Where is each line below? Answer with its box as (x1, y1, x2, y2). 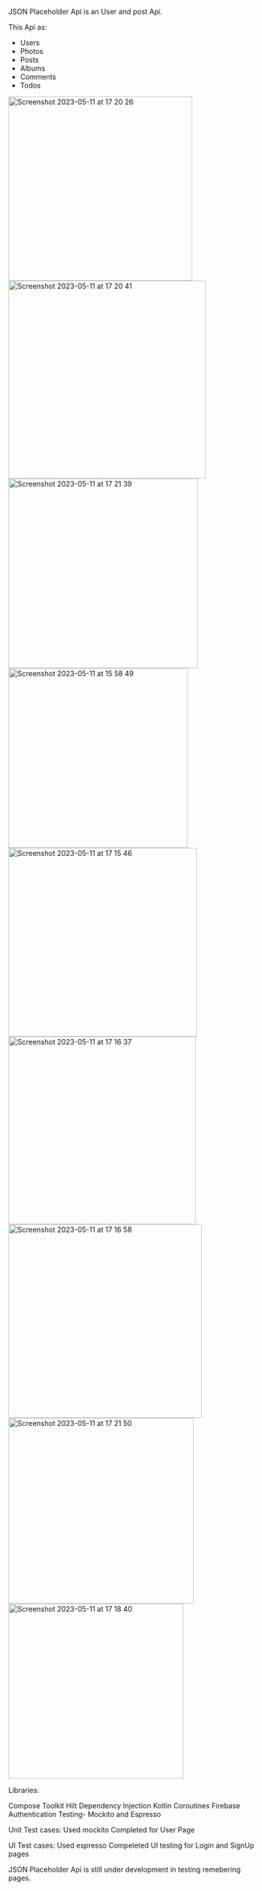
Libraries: (8, 1786, 40, 1795)
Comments (19, 72, 57, 81)
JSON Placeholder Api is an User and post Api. (8, 7, 163, 16)
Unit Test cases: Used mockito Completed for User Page (8, 1825, 195, 1834)
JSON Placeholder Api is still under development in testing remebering (8, 1865, 241, 1874)
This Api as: (8, 22, 47, 31)
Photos (19, 47, 44, 55)
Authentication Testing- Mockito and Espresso (8, 1810, 162, 1819)
